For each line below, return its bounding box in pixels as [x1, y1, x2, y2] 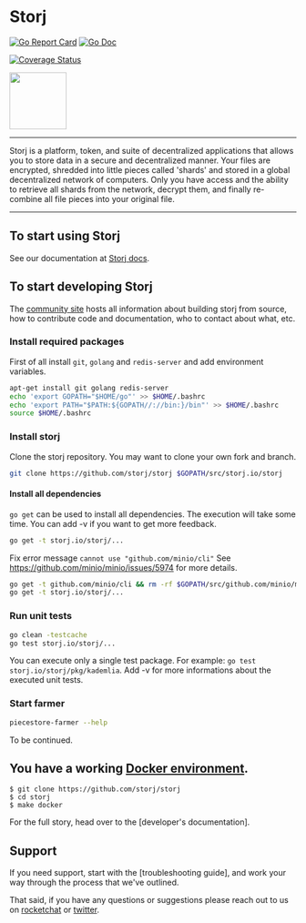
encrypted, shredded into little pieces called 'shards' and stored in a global [9, 164, 291, 175]
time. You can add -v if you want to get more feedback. [9, 518, 217, 529]
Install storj [9, 431, 61, 443]
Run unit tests [9, 610, 73, 623]
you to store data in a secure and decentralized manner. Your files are [9, 155, 271, 166]
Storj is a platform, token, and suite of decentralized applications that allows [9, 145, 294, 156]
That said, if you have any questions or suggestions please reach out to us [9, 895, 289, 906]
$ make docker [9, 801, 64, 810]
